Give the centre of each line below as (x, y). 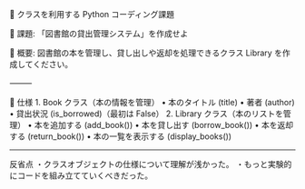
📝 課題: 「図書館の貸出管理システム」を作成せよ (99, 34)
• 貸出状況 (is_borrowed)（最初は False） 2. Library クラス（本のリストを (147, 114)
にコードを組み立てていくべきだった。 (81, 175)
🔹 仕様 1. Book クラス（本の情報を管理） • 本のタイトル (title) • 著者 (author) (152, 102)
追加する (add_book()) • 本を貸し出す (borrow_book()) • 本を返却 (171, 125)
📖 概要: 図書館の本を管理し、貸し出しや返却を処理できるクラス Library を (146, 53)
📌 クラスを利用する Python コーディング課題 (92, 14)
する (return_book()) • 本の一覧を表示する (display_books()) (121, 136)
